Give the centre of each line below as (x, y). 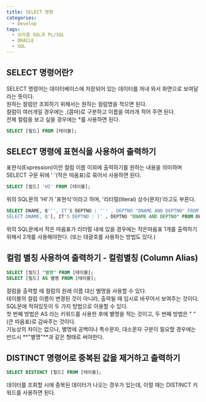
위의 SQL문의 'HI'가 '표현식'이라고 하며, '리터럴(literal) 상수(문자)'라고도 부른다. (101, 199)
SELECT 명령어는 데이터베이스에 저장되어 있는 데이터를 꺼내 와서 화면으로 (94, 88)
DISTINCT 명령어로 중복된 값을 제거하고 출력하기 (93, 358)
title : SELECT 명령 (30, 12)
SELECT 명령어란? (40, 73)
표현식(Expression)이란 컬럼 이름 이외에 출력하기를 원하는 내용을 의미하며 (94, 168)
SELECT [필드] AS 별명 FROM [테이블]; (51, 278)
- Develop (24, 23)
